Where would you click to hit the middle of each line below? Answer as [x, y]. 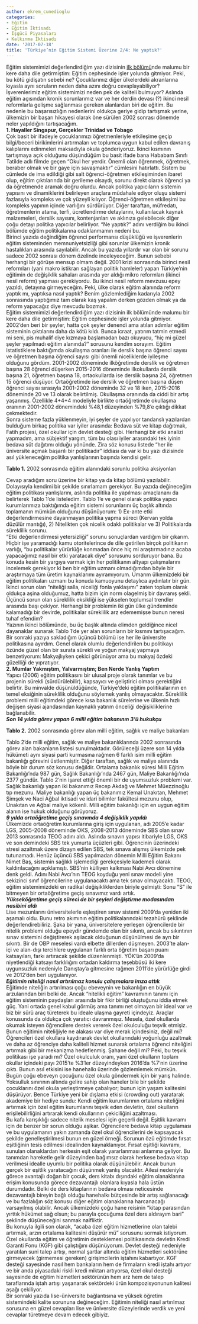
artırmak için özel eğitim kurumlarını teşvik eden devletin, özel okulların [92, 1107]
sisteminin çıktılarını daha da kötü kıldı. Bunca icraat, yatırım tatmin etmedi [96, 331]
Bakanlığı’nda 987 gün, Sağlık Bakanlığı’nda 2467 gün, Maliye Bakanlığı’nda [98, 773]
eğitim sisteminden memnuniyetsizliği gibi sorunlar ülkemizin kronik [88, 243]
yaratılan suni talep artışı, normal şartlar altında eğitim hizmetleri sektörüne [97, 1251]
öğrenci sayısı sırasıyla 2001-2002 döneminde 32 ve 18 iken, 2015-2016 [93, 388]
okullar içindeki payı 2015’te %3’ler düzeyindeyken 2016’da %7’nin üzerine [97, 1063]
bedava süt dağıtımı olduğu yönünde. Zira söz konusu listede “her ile [90, 444]
